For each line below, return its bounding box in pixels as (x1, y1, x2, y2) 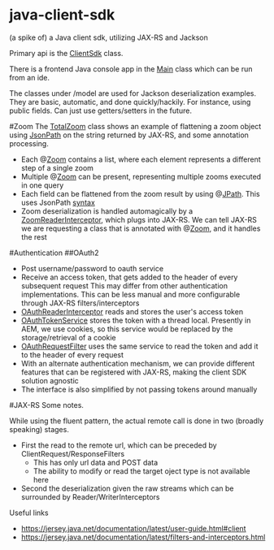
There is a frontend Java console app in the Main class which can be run (9, 63, 253, 74)
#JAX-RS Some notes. (9, 400, 85, 409)
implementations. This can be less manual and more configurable (20, 289, 241, 299)
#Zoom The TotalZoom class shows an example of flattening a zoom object (9, 121, 262, 131)
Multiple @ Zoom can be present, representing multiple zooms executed (20, 171, 262, 181)
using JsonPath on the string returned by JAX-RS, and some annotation (9, 130, 249, 140)
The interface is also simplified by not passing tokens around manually (20, 384, 258, 394)
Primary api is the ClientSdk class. (9, 48, 124, 58)
